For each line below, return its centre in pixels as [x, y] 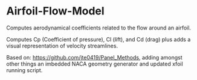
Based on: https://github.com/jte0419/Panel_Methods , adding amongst [94, 57]
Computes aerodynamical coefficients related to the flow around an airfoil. [99, 28]
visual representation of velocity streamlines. [62, 46]
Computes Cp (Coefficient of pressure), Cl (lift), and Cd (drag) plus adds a [98, 39]
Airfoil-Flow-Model [55, 11]
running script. [24, 70]
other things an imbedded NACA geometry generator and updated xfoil [95, 64]
